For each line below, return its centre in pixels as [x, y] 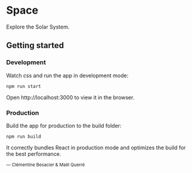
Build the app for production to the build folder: [64, 125]
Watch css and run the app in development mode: [67, 76]
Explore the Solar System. [38, 27]
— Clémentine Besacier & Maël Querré [46, 165]
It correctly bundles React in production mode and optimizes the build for [96, 147]
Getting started [35, 45]
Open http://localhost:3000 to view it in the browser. [70, 97]
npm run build [24, 136]
